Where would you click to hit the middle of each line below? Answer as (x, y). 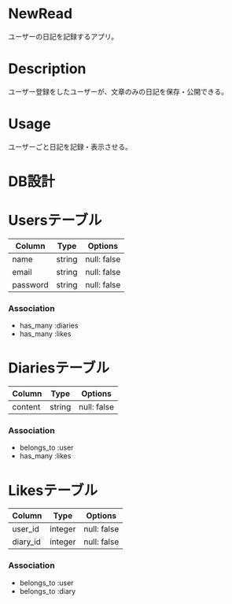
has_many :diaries (49, 326)
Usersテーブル (55, 220)
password (30, 284)
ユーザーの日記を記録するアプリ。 (63, 36)
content (26, 407)
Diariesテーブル (59, 368)
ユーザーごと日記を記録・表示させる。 (70, 146)
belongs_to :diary (48, 591)
